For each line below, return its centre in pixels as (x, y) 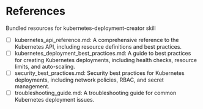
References (35, 11)
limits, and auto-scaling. (45, 67)
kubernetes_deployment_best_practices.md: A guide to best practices (103, 53)
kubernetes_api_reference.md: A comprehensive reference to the (97, 40)
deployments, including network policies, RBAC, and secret (89, 80)
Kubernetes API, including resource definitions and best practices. (98, 47)
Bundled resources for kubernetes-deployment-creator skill (81, 28)
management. (32, 86)
